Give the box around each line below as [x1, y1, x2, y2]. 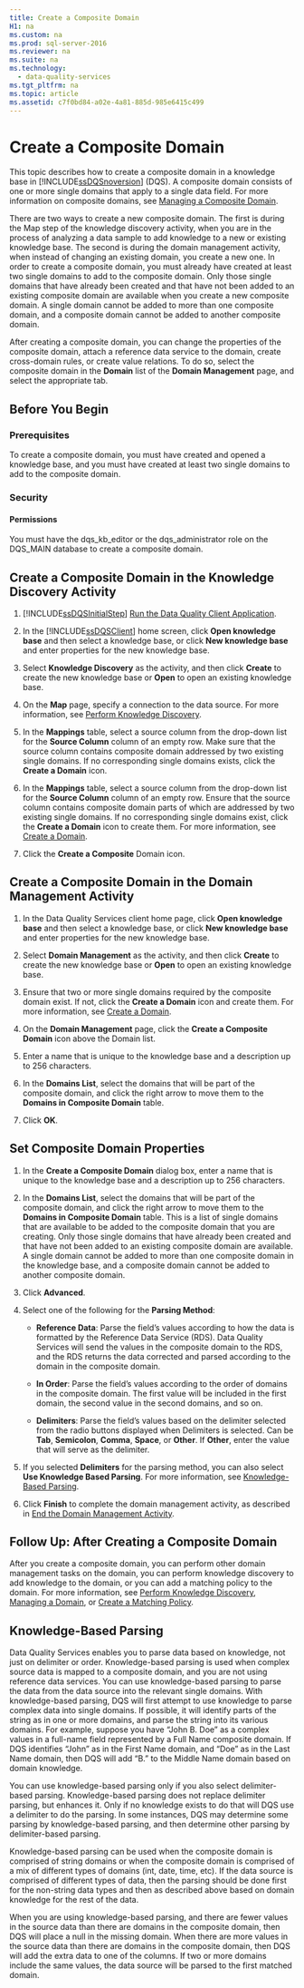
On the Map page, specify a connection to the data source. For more [22, 699, 279, 710]
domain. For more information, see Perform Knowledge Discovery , [9, 1587, 256, 1598]
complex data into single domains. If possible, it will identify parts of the [9, 1705, 277, 1716]
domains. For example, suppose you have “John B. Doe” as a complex [9, 1724, 270, 1735]
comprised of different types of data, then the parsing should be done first [9, 1875, 287, 1886]
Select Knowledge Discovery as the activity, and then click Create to [22, 662, 282, 673]
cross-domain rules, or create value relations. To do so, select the [9, 356, 255, 367]
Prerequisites [9, 428, 70, 441]
